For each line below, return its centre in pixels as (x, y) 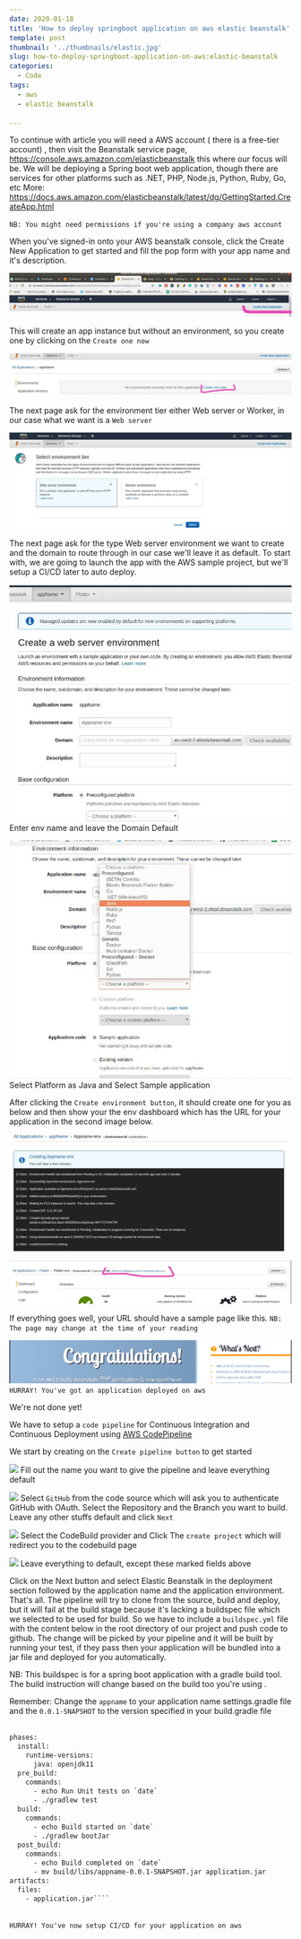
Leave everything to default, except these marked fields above (136, 1563)
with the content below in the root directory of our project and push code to (149, 1629)
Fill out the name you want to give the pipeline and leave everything (145, 1470)
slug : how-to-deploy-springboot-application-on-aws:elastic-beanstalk (144, 57)
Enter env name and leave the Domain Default (94, 828)
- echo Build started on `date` (93, 1827)
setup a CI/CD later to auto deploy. (73, 571)
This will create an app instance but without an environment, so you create (147, 331)
